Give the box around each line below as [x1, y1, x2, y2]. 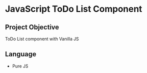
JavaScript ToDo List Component [5, 3, 143, 15]
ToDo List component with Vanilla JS [5, 36, 79, 42]
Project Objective [5, 23, 59, 31]
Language [5, 50, 37, 58]
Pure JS [12, 63, 28, 69]
